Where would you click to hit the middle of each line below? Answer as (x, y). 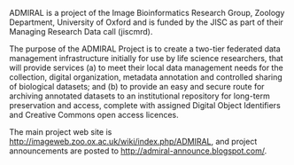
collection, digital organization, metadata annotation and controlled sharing (146, 77)
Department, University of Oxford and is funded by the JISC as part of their (146, 22)
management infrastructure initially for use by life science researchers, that (146, 58)
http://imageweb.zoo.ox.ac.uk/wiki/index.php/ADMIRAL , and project (133, 141)
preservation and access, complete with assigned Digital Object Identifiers (145, 105)
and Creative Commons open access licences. (94, 115)
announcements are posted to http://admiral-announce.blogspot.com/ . (138, 151)
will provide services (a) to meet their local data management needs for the (146, 67)
